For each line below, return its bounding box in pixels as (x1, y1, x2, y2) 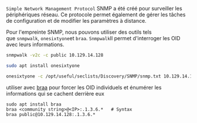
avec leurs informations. (6, 41, 64, 48)
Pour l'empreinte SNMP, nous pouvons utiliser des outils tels (6, 29, 152, 36)
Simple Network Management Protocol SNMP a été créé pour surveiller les (6, 5, 183, 12)
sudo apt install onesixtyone (6, 62, 80, 69)
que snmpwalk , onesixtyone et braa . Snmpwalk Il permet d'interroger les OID (6, 35, 181, 41)
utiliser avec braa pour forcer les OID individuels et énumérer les (6, 84, 162, 91)
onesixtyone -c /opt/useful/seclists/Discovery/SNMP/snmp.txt (6, 73, 161, 79)
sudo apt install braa (6, 101, 62, 107)
